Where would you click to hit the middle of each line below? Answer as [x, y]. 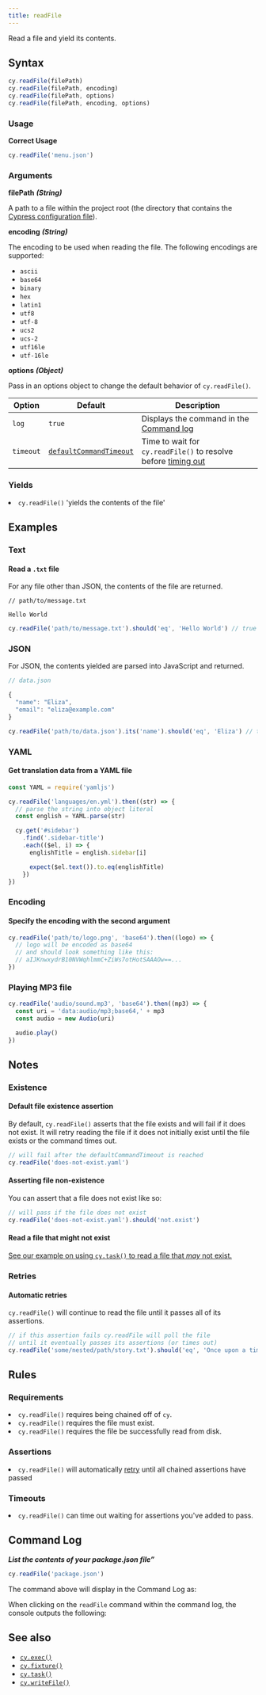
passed [21, 1477]
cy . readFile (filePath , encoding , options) [79, 104]
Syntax [26, 63]
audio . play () [37, 1033]
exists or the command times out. [63, 1141]
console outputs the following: [57, 1613]
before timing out [173, 462]
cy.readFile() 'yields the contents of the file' [92, 502]
